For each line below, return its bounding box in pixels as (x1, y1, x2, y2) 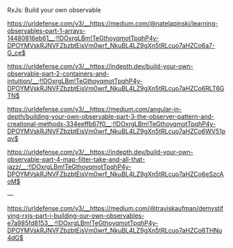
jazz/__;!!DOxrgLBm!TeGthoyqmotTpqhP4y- (7, 163, 132, 170)
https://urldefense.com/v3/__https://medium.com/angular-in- (7, 105, 182, 113)
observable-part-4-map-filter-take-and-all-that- (7, 155, 146, 163)
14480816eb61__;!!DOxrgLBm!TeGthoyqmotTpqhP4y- (7, 34, 159, 42)
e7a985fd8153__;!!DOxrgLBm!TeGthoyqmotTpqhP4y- (7, 219, 158, 227)
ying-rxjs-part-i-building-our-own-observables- (7, 211, 145, 220)
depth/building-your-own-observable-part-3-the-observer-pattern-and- (7, 112, 215, 121)
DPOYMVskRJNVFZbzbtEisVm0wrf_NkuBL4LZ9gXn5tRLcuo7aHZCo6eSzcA (7, 170, 224, 178)
